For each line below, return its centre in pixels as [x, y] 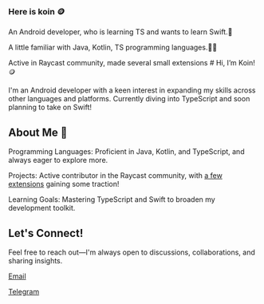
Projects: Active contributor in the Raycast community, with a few [116, 176]
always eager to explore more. [58, 160]
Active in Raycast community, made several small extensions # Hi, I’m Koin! [132, 63]
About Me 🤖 [38, 132]
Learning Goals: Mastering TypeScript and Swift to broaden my [112, 199]
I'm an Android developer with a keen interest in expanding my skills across [132, 90]
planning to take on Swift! [50, 107]
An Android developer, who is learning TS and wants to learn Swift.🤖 [120, 32]
